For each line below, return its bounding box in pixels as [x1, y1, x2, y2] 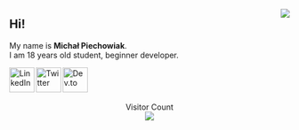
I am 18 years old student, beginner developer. [9, 50, 180, 60]
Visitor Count [125, 102, 174, 112]
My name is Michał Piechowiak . [9, 40, 127, 50]
